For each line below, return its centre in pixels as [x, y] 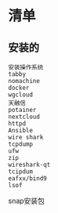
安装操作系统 [26, 67]
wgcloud [21, 95]
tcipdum [21, 171]
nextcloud [24, 117]
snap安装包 [27, 201]
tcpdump [21, 144]
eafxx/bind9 [27, 179]
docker [19, 88]
